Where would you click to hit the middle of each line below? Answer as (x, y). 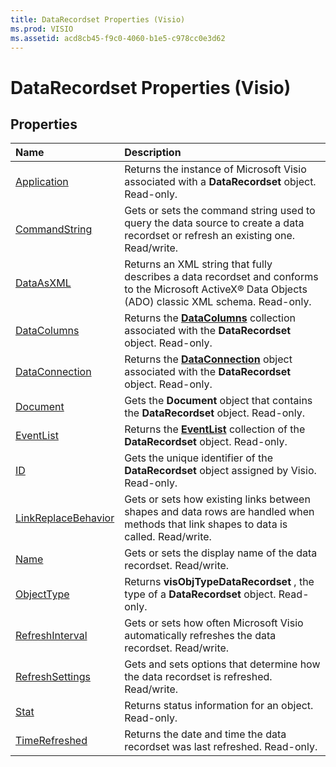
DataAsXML (43, 283)
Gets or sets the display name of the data (221, 553)
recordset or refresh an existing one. (210, 236)
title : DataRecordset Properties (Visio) (98, 19)
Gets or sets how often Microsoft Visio (214, 623)
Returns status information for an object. (219, 706)
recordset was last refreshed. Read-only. (221, 747)
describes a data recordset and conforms (221, 277)
